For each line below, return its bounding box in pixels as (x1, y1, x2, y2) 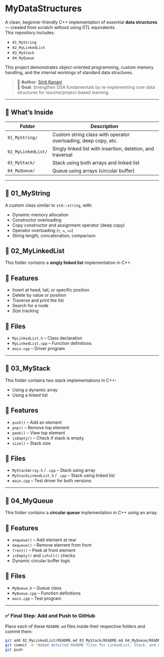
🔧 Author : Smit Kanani (17, 79, 62, 85)
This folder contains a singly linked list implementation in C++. (5, 260, 132, 265)
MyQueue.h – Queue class (12, 585, 62, 591)
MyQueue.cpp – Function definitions (12, 590, 81, 596)
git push (5, 647, 23, 652)
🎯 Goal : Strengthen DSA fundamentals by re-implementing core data (17, 84, 155, 90)
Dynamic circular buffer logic (12, 558, 71, 564)
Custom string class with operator (52, 131, 130, 138)
